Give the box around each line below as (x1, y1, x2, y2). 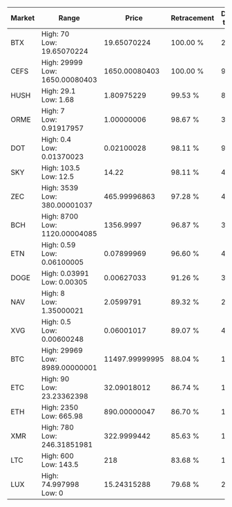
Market (10, 13, 35, 23)
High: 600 (41, 451, 75, 461)
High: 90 (41, 374, 70, 383)
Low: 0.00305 (41, 277, 88, 286)
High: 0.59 (41, 240, 76, 250)
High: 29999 (41, 58, 83, 67)
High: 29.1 (41, 86, 76, 95)
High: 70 (41, 29, 70, 39)
